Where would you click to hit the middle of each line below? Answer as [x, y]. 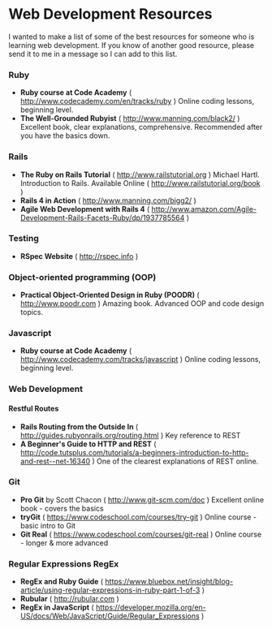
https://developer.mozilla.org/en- [151, 607]
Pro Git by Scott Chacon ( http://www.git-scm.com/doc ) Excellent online [142, 499]
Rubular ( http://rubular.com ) [69, 599]
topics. [32, 312]
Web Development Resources [110, 14]
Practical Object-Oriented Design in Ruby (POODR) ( [110, 295]
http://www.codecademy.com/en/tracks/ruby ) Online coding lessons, [137, 101]
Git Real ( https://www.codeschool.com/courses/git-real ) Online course [141, 534]
